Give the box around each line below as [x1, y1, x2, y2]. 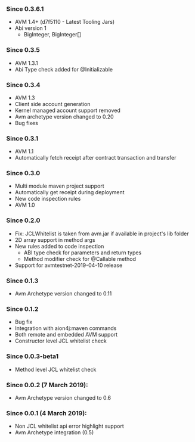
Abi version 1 [14, 24, 47, 32]
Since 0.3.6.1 [6, 5, 44, 13]
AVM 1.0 [14, 201, 35, 208]
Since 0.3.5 [6, 46, 40, 54]
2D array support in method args [14, 236, 95, 243]
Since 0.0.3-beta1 [6, 352, 58, 360]
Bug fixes [14, 119, 39, 126]
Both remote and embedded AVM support [14, 331, 118, 338]
